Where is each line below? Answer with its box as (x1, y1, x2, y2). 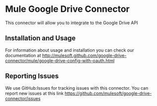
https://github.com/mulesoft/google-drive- (64, 90, 152, 96)
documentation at (5, 52, 41, 58)
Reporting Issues (5, 72, 59, 80)
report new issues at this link (5, 90, 64, 96)
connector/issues (5, 95, 41, 102)
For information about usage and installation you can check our (5, 47, 135, 53)
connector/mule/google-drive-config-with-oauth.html (5, 58, 115, 64)
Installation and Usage (5, 34, 76, 42)
